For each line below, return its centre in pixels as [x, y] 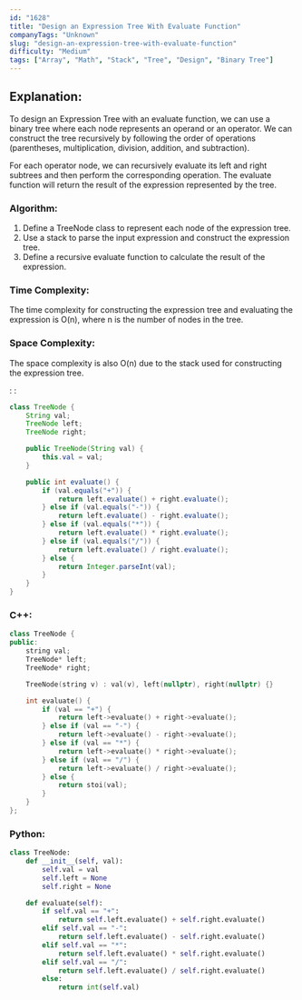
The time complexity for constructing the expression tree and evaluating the [151, 310]
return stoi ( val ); [93, 785]
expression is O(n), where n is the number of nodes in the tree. [127, 320]
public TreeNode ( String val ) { [85, 449]
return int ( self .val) [99, 987]
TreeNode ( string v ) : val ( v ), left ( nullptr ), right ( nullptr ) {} [150, 684]
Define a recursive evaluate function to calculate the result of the [144, 257]
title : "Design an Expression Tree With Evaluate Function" [126, 26]
